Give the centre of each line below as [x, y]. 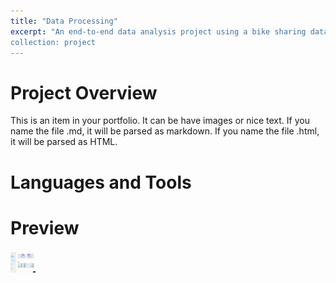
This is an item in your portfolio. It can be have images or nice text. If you [160, 121]
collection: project [53, 42]
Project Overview [84, 92]
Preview [45, 227]
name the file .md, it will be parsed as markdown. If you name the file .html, [165, 131]
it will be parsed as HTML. [64, 142]
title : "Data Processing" [64, 21]
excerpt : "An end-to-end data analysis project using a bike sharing [158, 31]
